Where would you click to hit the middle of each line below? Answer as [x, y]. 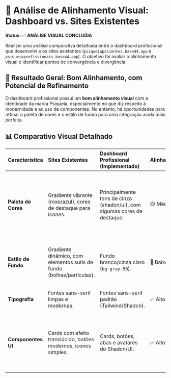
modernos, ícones [70, 345]
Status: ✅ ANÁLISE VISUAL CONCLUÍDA [49, 35]
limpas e [58, 299]
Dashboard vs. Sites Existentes [73, 21]
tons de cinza [116, 198]
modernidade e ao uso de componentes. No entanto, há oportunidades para [85, 109]
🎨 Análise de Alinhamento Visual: [77, 10]
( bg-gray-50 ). [116, 268]
